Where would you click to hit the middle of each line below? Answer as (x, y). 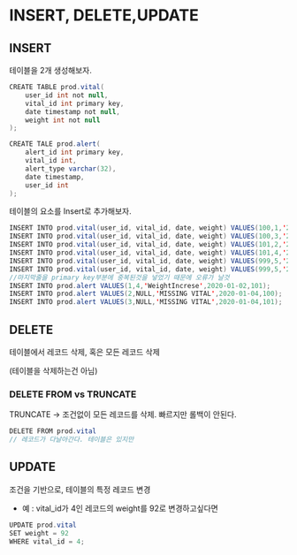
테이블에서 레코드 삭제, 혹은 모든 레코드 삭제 (85, 352)
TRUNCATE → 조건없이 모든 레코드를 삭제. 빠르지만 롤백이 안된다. (123, 414)
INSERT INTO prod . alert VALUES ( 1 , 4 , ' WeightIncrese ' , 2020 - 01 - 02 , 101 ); (140, 285)
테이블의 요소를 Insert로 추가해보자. (70, 211)
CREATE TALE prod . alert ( (55, 144)
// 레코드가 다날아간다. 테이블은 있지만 (72, 440)
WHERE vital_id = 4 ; (47, 541)
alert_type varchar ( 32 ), (71, 169)
